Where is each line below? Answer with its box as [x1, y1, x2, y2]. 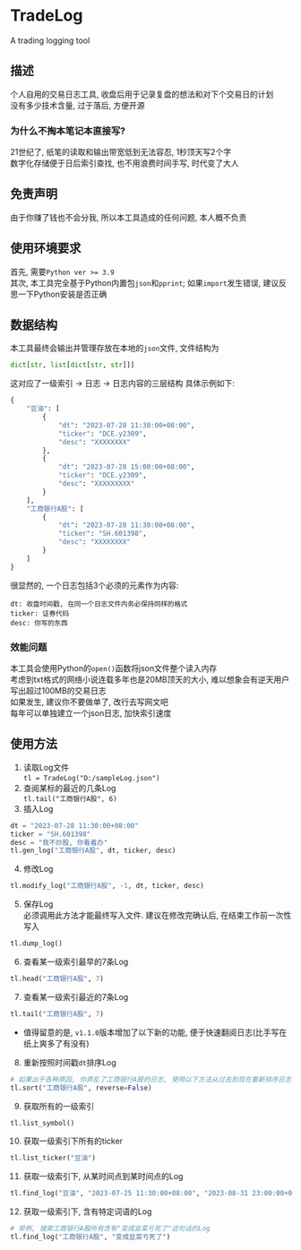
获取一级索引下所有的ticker [22, 1135, 124, 1147]
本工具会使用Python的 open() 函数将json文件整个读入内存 [10, 663, 218, 674]
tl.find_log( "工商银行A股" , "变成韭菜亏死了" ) [10, 1233, 171, 1242]
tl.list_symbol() [10, 1118, 75, 1127]
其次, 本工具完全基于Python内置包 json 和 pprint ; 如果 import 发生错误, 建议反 [10, 277, 288, 288]
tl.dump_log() [10, 939, 64, 948]
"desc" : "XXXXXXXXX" [57, 479, 135, 488]
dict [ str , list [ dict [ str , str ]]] [10, 360, 135, 370]
